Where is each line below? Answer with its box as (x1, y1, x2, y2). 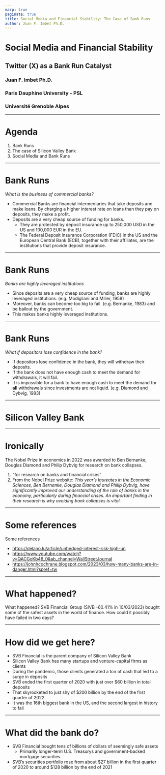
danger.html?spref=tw (12, 566, 57, 572)
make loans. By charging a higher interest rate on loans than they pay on (12, 206, 159, 212)
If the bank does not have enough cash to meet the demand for (12, 369, 140, 375)
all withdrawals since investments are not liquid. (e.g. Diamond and (12, 385, 148, 391)
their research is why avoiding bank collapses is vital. (12, 497, 121, 503)
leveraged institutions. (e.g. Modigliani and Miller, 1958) (12, 295, 124, 301)
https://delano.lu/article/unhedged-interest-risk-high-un (12, 545, 126, 551)
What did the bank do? (5, 727, 99, 738)
